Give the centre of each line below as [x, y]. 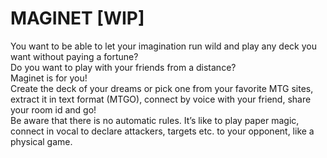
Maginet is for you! [49, 78]
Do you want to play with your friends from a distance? [123, 67]
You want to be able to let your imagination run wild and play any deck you [163, 46]
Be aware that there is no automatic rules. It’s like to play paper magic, [155, 120]
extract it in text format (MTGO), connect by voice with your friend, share [161, 99]
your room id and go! [53, 109]
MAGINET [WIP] [77, 18]
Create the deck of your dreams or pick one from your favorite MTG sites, [162, 88]
